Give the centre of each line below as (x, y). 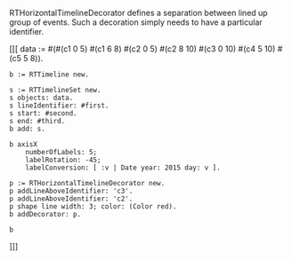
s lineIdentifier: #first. (59, 106)
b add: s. (28, 129)
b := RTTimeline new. (49, 75)
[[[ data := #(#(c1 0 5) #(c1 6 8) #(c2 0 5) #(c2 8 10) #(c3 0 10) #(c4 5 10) (142, 49)
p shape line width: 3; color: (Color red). (93, 207)
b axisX (24, 145)
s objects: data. (41, 98)
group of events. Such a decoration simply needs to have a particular (136, 22)
